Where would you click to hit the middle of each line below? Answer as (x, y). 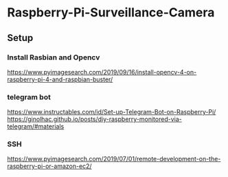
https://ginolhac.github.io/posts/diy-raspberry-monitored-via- (94, 119)
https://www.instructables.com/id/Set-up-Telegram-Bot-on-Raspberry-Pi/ (112, 112)
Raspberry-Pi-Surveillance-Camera (111, 13)
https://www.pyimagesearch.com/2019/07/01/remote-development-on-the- (114, 159)
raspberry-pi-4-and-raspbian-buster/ (60, 79)
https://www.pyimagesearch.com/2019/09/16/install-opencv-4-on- (102, 72)
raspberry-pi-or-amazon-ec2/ (49, 166)
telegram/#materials (36, 126)
